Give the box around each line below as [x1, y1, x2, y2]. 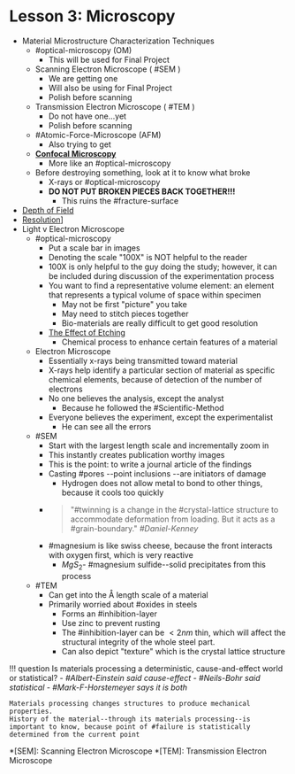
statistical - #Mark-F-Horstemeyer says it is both [9, 682, 188, 693]
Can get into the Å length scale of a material [48, 589, 209, 600]
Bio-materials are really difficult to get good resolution [61, 317, 259, 329]
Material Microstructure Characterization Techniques [21, 35, 215, 46]
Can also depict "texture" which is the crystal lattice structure [61, 646, 285, 656]
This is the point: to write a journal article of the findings [48, 459, 252, 469]
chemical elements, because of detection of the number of [48, 374, 262, 384]
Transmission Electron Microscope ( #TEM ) [34, 101, 196, 112]
